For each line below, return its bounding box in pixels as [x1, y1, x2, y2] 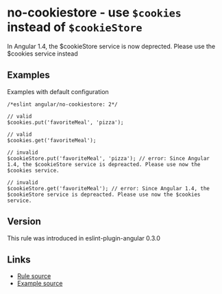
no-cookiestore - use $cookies [7, 5, 182, 21]
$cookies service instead [7, 49, 78, 58]
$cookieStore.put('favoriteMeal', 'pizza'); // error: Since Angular [7, 155, 210, 162]
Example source [16, 280, 63, 288]
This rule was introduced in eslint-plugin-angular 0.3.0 [7, 234, 161, 242]
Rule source [16, 272, 51, 280]
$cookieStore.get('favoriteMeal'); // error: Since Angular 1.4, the [7, 185, 210, 192]
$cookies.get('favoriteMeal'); [7, 137, 97, 144]
